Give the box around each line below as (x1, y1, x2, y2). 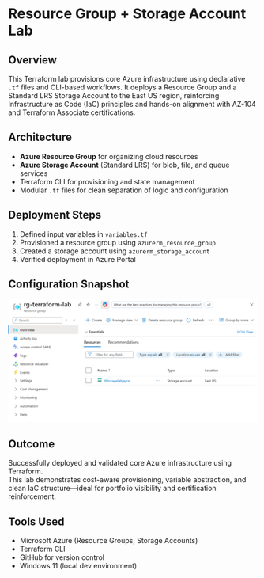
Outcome (8, 437, 55, 451)
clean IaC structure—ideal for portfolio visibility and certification (8, 484, 217, 493)
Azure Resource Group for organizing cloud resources (19, 151, 198, 161)
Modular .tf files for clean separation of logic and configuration (19, 185, 228, 195)
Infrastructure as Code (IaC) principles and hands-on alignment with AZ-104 (8, 100, 257, 108)
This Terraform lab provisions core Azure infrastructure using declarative (8, 74, 246, 83)
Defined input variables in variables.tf (19, 229, 148, 238)
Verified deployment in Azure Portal (19, 254, 136, 264)
